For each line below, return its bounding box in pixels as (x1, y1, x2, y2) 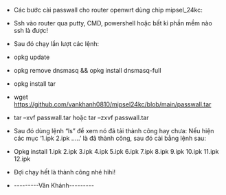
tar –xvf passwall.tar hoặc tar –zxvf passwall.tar (13, 113, 149, 122)
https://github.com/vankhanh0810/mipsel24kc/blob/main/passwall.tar (13, 100, 212, 108)
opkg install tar (13, 80, 56, 88)
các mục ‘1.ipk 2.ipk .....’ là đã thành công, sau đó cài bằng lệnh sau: (13, 134, 206, 142)
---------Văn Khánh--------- (13, 181, 95, 190)
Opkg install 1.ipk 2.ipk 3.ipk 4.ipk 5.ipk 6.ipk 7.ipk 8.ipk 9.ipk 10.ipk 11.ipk (13, 148, 219, 155)
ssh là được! (13, 27, 49, 34)
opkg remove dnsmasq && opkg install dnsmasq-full (13, 67, 161, 74)
